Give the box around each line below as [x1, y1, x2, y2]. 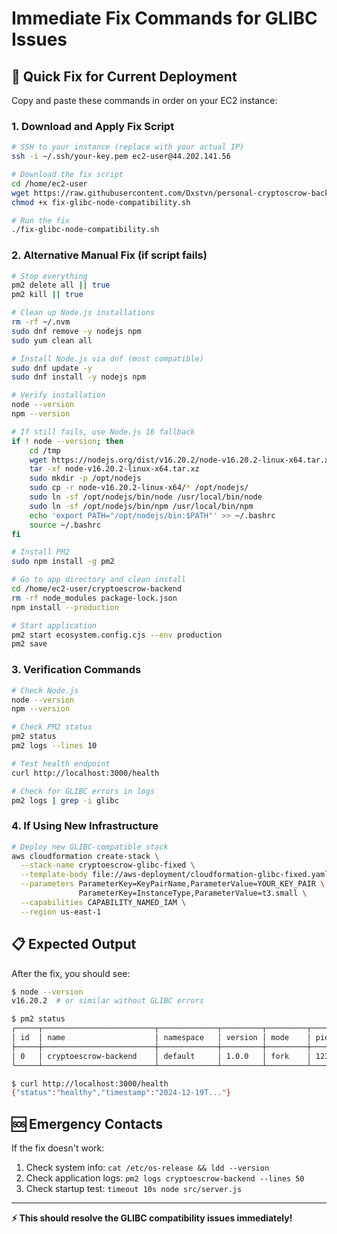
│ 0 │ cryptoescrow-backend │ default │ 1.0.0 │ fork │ [11, 1051, 312, 1061]
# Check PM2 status [11, 722, 93, 732]
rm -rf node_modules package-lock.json [11, 593, 178, 603]
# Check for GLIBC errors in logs [11, 786, 156, 796]
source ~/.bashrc [29, 520, 102, 530]
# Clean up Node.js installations [11, 308, 156, 318]
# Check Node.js [11, 685, 79, 696]
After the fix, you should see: [11, 967, 131, 979]
